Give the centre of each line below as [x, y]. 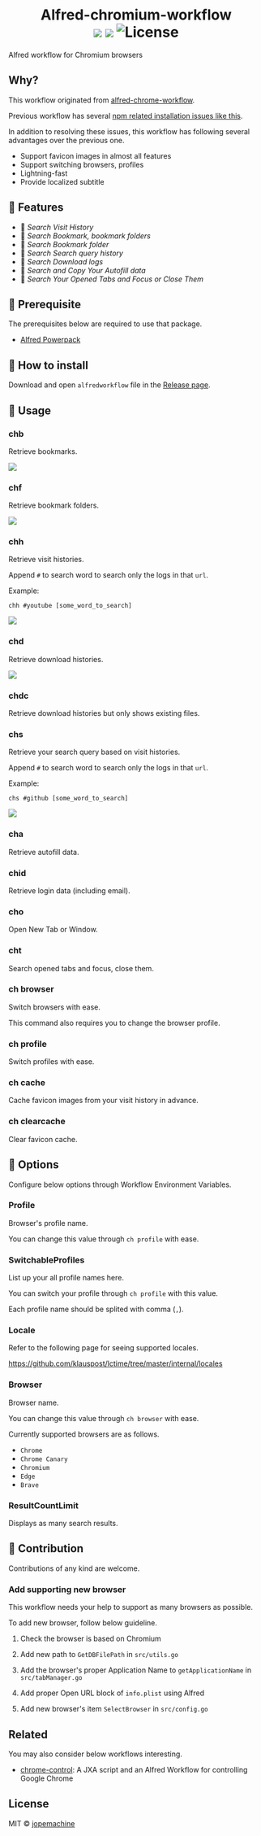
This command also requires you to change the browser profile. [114, 1023]
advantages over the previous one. [66, 140]
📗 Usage [30, 410]
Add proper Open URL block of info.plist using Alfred [112, 1693]
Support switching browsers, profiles [82, 164]
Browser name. [34, 1402]
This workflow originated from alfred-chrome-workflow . [102, 100]
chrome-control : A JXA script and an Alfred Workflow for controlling [134, 1769]
